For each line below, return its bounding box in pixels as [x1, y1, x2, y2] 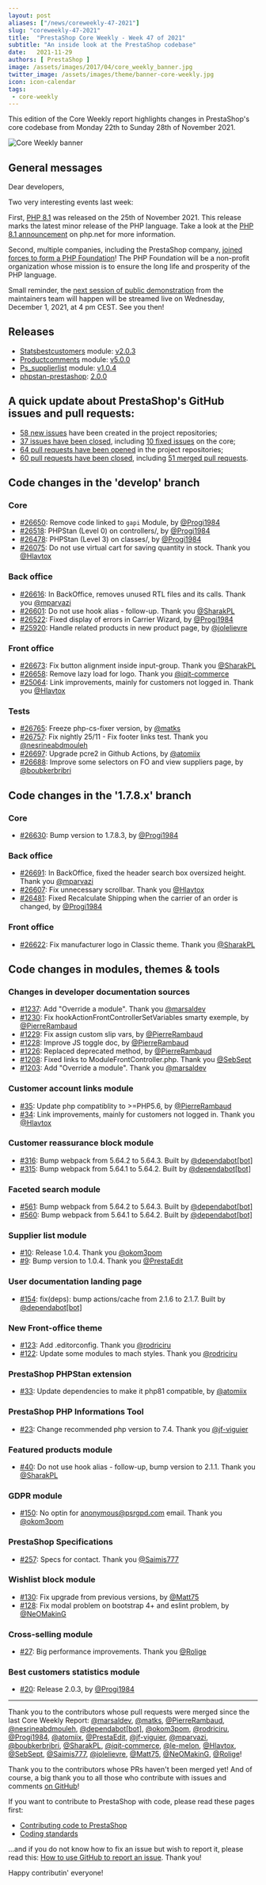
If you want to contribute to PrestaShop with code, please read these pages [8, 1797, 255, 1807]
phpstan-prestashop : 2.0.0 [19, 371, 108, 381]
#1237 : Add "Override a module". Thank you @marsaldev [19, 1004, 206, 1014]
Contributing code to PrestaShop [19, 1821, 127, 1830]
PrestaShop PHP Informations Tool [8, 1407, 144, 1418]
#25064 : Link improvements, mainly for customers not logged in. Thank [19, 677, 254, 687]
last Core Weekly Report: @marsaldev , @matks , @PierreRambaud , [8, 1716, 226, 1725]
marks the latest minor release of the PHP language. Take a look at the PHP [8, 221, 254, 230]
